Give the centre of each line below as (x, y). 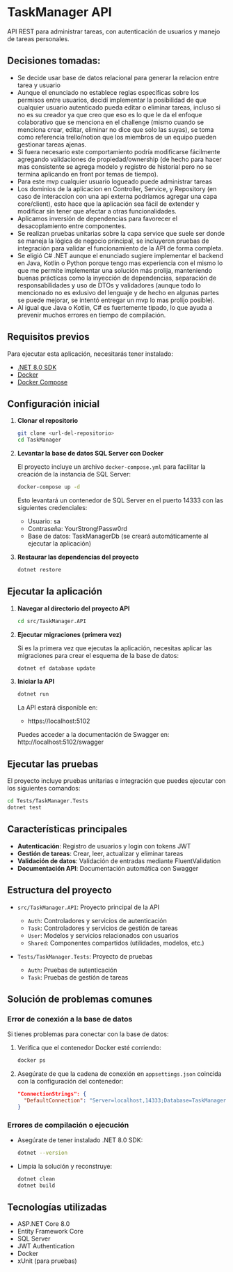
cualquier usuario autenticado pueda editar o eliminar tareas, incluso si (119, 107)
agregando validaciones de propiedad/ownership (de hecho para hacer (120, 159)
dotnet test (24, 807)
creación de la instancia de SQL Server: (74, 474)
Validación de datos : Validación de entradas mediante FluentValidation (119, 861)
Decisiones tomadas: (54, 61)
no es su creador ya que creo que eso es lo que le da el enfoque (110, 114)
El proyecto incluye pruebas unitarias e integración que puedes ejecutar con (116, 781)
